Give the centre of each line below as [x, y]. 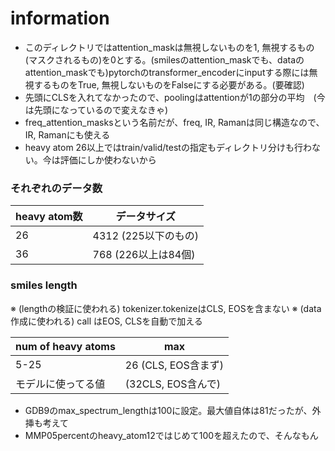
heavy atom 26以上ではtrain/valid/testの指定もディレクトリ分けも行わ [168, 147]
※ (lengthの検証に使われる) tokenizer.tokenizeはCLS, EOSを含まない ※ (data [166, 308]
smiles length [44, 285]
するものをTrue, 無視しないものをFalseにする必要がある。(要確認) [169, 84]
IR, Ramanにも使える [67, 134]
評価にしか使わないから [108, 159]
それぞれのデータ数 [56, 188]
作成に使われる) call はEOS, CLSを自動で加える [106, 321]
